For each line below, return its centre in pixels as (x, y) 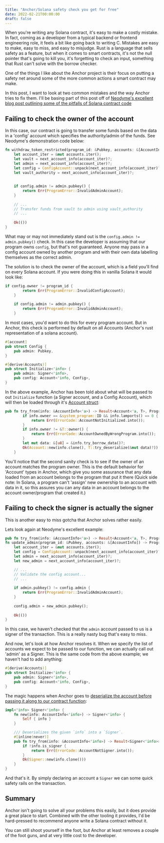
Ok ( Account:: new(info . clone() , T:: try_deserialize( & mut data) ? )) (91, 448)
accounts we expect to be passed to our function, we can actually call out (79, 649)
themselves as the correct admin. (39, 257)
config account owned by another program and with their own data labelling (82, 252)
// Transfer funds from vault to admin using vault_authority (78, 209)
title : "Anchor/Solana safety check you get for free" (62, 10)
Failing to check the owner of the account (70, 119)
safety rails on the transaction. (36, 783)
